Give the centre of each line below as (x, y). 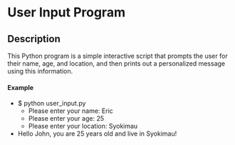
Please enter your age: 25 (66, 119)
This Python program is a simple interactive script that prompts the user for (117, 56)
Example (21, 87)
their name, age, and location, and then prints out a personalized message (116, 64)
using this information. (40, 71)
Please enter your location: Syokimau (83, 126)
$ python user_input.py (52, 104)
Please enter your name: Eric (71, 111)
